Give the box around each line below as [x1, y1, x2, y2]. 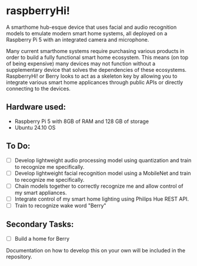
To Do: [6, 141, 31, 151]
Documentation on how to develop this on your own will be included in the [6, 247, 186, 254]
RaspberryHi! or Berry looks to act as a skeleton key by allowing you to [6, 72, 178, 79]
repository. [6, 253, 32, 260]
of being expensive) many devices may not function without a [6, 60, 156, 67]
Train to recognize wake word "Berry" [14, 202, 107, 209]
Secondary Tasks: [6, 220, 74, 230]
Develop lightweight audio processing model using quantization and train [14, 157, 192, 164]
